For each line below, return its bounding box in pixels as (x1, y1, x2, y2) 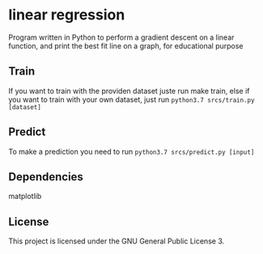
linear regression (8, 6, 125, 24)
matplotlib (8, 192, 42, 201)
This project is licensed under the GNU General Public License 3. (8, 236, 225, 246)
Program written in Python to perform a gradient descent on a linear (8, 32, 235, 42)
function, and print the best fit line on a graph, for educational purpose (8, 40, 244, 50)
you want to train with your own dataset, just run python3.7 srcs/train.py (8, 95, 255, 104)
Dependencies (8, 170, 83, 184)
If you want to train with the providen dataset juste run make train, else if (8, 86, 250, 95)
